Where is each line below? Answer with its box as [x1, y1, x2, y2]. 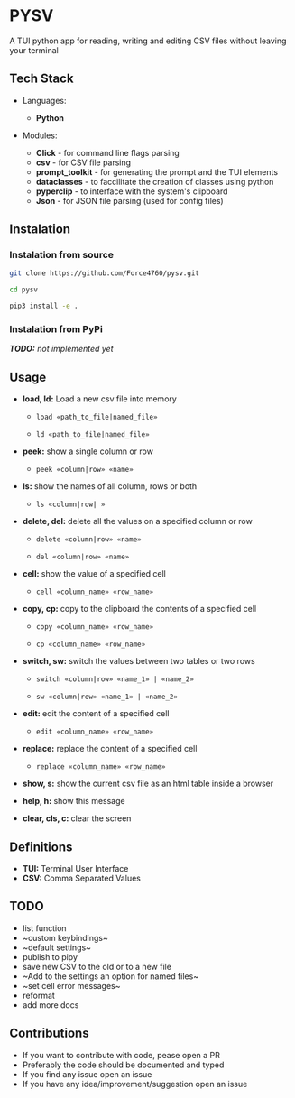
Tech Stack [9, 71, 74, 87]
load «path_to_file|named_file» [35, 412, 158, 422]
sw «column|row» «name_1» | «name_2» [35, 692, 179, 702]
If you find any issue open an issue [22, 1068, 152, 1079]
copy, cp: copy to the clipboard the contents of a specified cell [22, 604, 257, 614]
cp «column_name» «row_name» [35, 640, 146, 650]
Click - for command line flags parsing [35, 147, 180, 158]
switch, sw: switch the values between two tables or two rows [22, 656, 255, 667]
